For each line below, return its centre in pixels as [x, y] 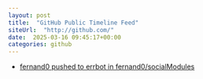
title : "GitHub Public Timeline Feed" [74, 23]
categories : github [40, 45]
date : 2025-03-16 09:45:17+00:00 [65, 37]
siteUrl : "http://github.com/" [61, 30]
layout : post [30, 15]
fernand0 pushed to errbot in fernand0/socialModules [107, 66]
